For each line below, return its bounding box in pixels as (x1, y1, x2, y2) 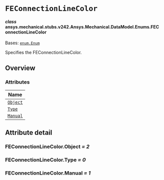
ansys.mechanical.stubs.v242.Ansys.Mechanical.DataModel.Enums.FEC (5, 24, 160, 30)
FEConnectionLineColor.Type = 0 (5, 156, 86, 163)
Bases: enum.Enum (5, 40, 40, 46)
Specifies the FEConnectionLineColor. (5, 50, 82, 56)
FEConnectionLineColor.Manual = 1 (5, 170, 91, 177)
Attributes (5, 78, 30, 85)
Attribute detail (5, 128, 53, 137)
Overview (5, 63, 36, 72)
